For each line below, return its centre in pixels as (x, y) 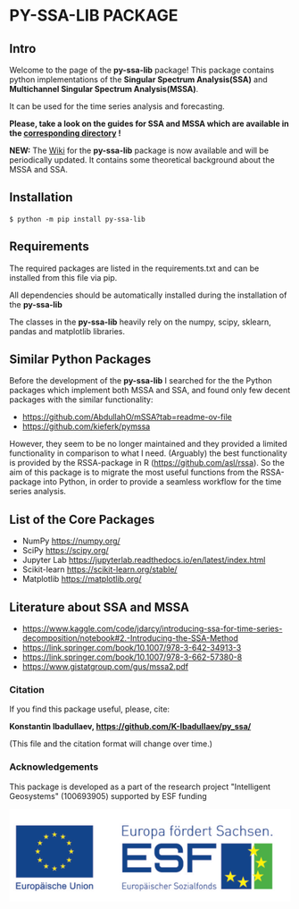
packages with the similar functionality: (81, 400)
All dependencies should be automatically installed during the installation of (148, 295)
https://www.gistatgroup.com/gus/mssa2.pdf (105, 667)
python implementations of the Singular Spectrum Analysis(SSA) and (138, 80)
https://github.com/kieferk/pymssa (86, 426)
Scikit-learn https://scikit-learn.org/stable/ (100, 569)
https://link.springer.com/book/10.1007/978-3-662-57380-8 (132, 657)
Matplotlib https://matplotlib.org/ (82, 579)
